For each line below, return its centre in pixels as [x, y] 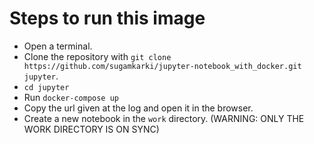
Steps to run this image [107, 18]
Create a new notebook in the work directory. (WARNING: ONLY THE [164, 118]
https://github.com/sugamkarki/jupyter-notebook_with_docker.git [162, 66]
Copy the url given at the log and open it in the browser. [138, 108]
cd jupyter [46, 87]
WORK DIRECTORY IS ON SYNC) [91, 129]
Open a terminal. [58, 46]
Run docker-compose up [71, 97]
